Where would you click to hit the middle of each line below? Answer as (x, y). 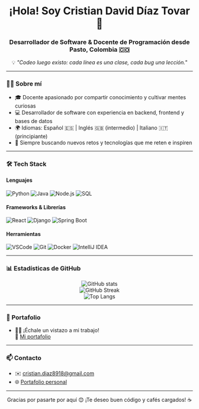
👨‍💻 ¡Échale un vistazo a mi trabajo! (57, 330)
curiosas (25, 106)
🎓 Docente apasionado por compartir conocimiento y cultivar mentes (100, 97)
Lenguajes (19, 180)
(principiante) (31, 136)
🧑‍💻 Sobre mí (24, 84)
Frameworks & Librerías (36, 207)
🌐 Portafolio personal (41, 382)
